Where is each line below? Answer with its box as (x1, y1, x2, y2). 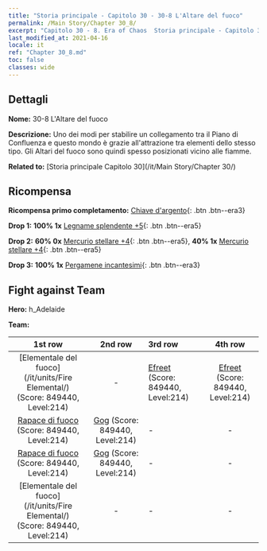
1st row (33, 339, 64, 350)
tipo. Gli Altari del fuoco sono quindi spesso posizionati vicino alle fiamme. (8, 146, 252, 156)
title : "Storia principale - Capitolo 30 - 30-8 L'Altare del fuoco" (8, 11, 244, 20)
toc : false (8, 56, 44, 64)
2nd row (99, 339, 133, 350)
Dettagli (8, 93, 48, 107)
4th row (215, 339, 246, 350)
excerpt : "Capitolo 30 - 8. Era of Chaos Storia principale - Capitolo (8, 26, 254, 34)
